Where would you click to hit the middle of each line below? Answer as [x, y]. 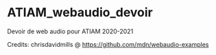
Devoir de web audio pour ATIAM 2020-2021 [70, 31]
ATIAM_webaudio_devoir [80, 13]
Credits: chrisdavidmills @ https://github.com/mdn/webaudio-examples [108, 44]
